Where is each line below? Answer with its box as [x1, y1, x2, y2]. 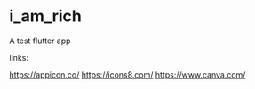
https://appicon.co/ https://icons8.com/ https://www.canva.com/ [9, 69, 246, 80]
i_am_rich [9, 6, 83, 26]
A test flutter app [9, 35, 71, 46]
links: [9, 52, 29, 63]
